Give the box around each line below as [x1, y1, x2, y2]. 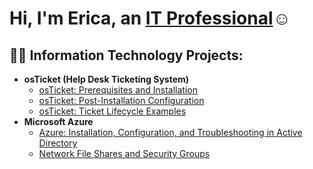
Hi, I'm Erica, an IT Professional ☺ [9, 7, 292, 30]
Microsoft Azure [23, 116, 94, 127]
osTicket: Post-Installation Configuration [38, 95, 205, 106]
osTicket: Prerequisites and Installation [38, 84, 199, 96]
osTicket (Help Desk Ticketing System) [23, 73, 190, 85]
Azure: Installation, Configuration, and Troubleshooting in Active [38, 127, 303, 138]
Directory [38, 137, 78, 149]
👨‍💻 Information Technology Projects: [9, 47, 244, 64]
